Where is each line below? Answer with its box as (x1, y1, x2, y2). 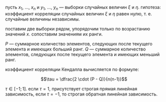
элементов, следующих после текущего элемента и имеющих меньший (5, 51, 160, 57)
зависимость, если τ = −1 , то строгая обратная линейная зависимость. (5, 91, 158, 97)
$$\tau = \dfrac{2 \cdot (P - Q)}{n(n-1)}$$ (40, 76, 127, 82)
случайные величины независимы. (5, 16, 80, 22)
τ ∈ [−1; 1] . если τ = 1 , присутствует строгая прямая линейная (5, 85, 137, 91)
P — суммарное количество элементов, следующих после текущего (5, 40, 152, 46)
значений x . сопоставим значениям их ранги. (5, 31, 103, 37)
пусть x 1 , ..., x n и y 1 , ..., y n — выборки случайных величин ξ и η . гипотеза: (5, 4, 161, 11)
